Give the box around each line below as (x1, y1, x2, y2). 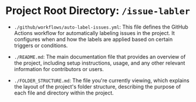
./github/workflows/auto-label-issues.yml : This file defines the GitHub (13, 23, 188, 30)
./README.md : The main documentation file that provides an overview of (13, 53, 186, 60)
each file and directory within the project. (13, 89, 114, 96)
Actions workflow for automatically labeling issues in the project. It (13, 29, 175, 36)
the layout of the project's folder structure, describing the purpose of (13, 83, 181, 90)
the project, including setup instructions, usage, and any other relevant (13, 59, 185, 66)
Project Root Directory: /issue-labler (5, 4, 190, 17)
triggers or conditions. (13, 42, 68, 49)
